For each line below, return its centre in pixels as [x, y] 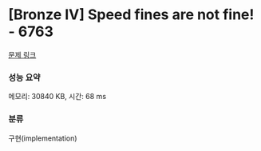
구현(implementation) [43, 138]
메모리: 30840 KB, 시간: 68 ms [57, 97]
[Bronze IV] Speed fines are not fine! [131, 15]
